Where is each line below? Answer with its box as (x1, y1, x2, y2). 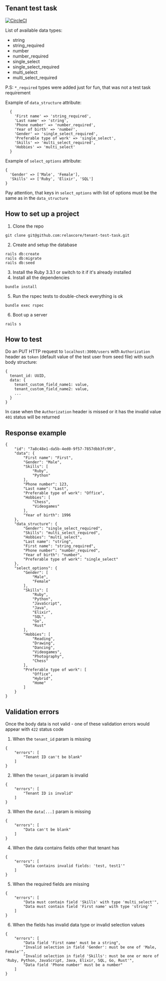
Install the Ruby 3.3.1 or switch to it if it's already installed (12, 269, 131, 275)
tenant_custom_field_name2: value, (14, 387, 89, 392)
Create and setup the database (12, 242, 77, 248)
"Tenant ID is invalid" (23, 791, 73, 796)
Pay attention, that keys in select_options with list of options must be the (5, 189, 157, 196)
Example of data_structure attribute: (5, 99, 82, 105)
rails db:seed (5, 260, 35, 265)
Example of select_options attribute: (5, 157, 82, 163)
